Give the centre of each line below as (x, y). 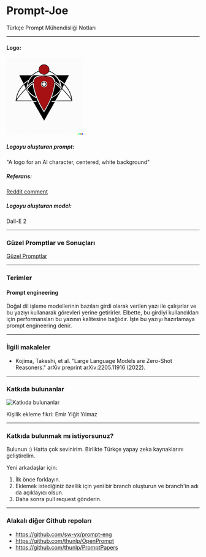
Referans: (19, 176)
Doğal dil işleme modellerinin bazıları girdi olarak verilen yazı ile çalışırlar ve (101, 306)
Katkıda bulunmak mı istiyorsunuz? (60, 435)
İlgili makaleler (29, 348)
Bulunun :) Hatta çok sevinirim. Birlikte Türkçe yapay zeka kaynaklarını (95, 450)
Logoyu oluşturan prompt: (40, 146)
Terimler (19, 278)
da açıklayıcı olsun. (39, 493)
